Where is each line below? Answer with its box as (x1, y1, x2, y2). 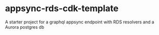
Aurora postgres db (5, 24, 45, 30)
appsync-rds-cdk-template (5, 3, 119, 14)
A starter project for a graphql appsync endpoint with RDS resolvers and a (5, 19, 155, 25)
